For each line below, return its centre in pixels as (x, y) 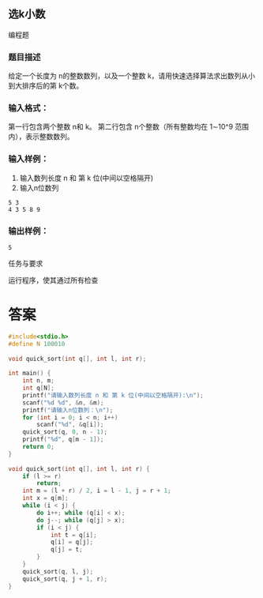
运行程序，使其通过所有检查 (53, 280)
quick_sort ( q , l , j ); (58, 571)
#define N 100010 (37, 344)
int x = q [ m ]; (45, 498)
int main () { (30, 374)
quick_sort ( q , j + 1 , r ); (65, 579)
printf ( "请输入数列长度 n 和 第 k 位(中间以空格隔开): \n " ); (113, 395)
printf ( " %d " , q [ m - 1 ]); (63, 440)
